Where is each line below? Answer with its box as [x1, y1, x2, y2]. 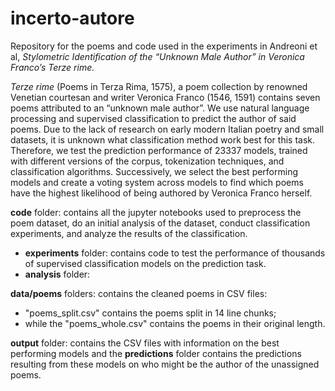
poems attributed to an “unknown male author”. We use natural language [10, 102, 310, 114]
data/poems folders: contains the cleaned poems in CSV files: [10, 287, 268, 299]
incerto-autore [10, 7, 135, 30]
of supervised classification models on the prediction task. [24, 257, 267, 269]
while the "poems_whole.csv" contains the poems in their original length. [24, 317, 326, 329]
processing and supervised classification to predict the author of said [10, 112, 297, 124]
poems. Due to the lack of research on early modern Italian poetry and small [10, 123, 325, 135]
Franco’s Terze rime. [10, 61, 95, 73]
